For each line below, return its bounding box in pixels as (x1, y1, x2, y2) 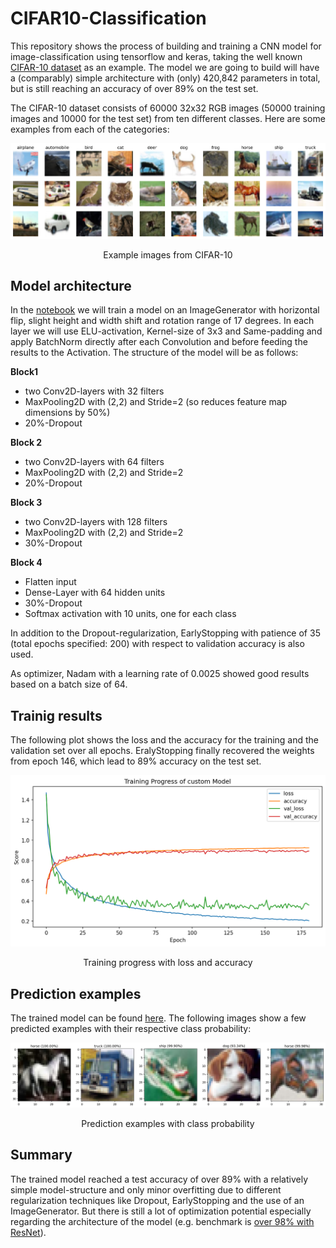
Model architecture (10, 278, 132, 295)
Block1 (10, 366, 39, 378)
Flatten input (24, 576, 77, 588)
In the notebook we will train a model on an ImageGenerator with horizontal (10, 304, 320, 316)
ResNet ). (10, 1226, 47, 1238)
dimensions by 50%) (24, 407, 111, 419)
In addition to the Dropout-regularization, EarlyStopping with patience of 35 (10, 627, 321, 639)
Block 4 (10, 557, 43, 569)
